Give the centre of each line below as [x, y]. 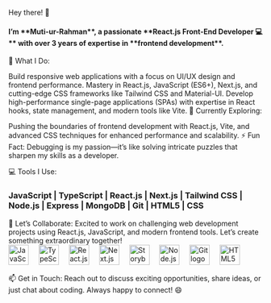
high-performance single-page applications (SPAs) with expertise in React [132, 102]
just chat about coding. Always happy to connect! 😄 [96, 289]
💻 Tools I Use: [33, 172]
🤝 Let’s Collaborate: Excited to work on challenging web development [123, 223]
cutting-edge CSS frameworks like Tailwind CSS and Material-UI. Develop [131, 93]
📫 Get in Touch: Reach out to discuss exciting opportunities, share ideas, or [135, 278]
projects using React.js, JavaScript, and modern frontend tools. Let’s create [134, 232]
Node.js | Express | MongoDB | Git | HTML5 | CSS [106, 205]
